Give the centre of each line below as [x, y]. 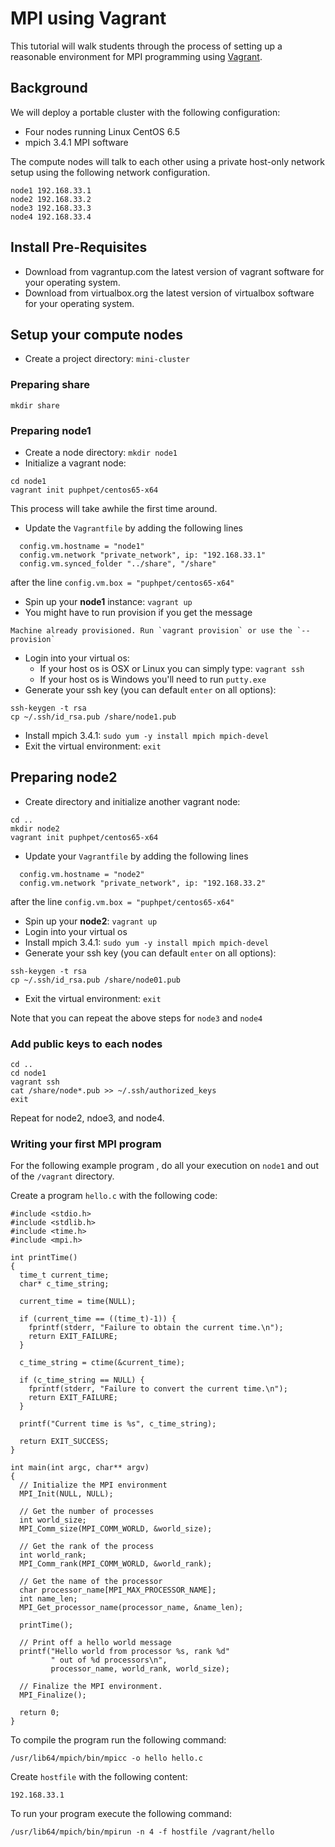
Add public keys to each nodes [86, 1044]
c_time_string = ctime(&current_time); [102, 1363]
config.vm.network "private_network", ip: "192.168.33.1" [143, 555]
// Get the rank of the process [87, 1547]
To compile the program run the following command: [118, 1740]
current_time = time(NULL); [78, 1302]
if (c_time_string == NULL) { [82, 1380]
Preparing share [50, 385]
